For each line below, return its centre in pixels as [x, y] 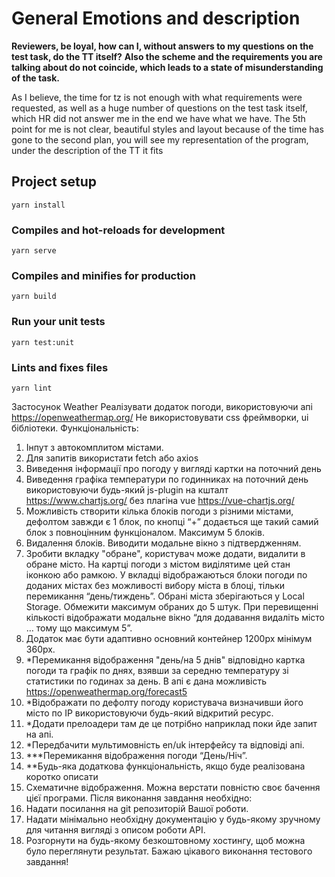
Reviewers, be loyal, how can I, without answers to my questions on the [162, 46]
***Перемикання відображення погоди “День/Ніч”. [136, 755]
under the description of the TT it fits [87, 150]
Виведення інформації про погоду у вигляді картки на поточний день [173, 468]
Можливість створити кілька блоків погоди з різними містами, [159, 511]
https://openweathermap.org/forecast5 [106, 691]
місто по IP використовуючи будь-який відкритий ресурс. [149, 713]
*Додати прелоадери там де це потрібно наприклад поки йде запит [171, 723]
